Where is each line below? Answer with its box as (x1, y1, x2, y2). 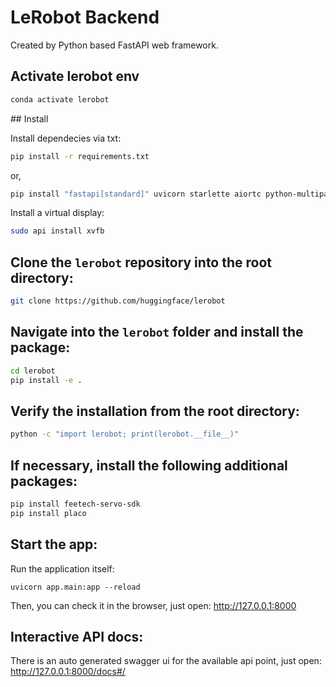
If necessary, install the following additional (10, 457, 288, 474)
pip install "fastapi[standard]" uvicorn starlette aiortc (10, 189, 262, 199)
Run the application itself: (10, 562, 115, 575)
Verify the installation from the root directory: (10, 402, 300, 420)
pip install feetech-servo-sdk (10, 499, 141, 509)
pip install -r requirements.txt (10, 151, 150, 161)
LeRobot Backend (10, 6, 160, 29)
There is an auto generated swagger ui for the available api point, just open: (10, 655, 322, 667)
